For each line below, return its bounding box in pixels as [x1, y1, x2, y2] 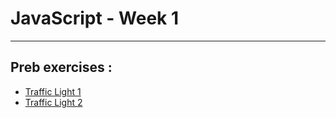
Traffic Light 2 [24, 96, 83, 108]
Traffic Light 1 [24, 85, 82, 97]
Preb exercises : [10, 59, 113, 76]
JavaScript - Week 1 [10, 7, 180, 30]
